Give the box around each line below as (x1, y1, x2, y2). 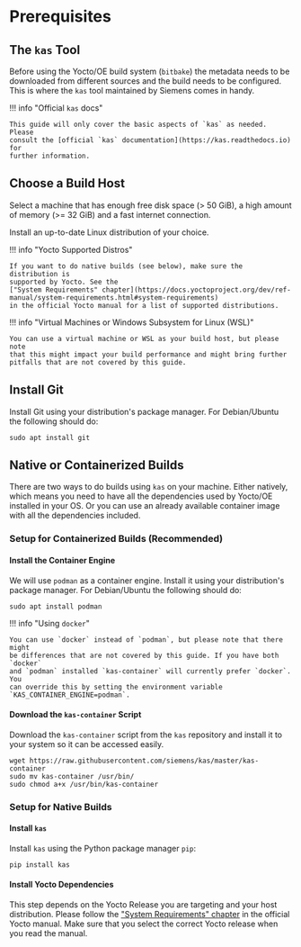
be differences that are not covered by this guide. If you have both (9, 651, 279, 660)
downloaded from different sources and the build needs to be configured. (9, 76, 281, 86)
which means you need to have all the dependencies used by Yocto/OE (9, 491, 273, 501)
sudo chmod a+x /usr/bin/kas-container (9, 780, 159, 789)
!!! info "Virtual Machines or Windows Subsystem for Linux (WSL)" (9, 317, 254, 328)
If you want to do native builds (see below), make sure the (9, 261, 243, 271)
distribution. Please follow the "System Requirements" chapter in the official (9, 909, 290, 920)
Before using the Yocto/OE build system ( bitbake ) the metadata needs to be (9, 66, 290, 77)
